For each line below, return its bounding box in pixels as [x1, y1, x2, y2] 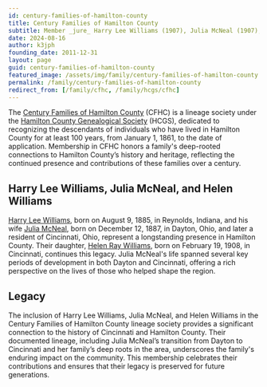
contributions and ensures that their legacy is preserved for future [8, 361, 226, 371]
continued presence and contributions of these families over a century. [8, 159, 241, 168]
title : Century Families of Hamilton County [8, 19, 159, 27]
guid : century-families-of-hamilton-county [8, 64, 155, 72]
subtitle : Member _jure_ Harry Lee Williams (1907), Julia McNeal [8, 26, 234, 34]
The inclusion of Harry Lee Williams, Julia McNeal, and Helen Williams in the [8, 310, 259, 320]
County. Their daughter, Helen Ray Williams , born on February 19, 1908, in [8, 241, 251, 251]
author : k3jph [8, 41, 56, 49]
